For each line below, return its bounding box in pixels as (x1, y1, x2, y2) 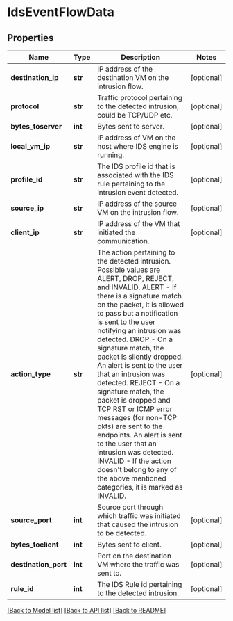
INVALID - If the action (96, 456, 171, 466)
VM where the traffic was (96, 560, 180, 569)
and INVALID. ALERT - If (96, 282, 177, 292)
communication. (96, 236, 150, 245)
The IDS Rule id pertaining (96, 580, 182, 589)
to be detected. (96, 529, 147, 538)
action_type (10, 369, 51, 379)
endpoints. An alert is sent (96, 430, 182, 439)
